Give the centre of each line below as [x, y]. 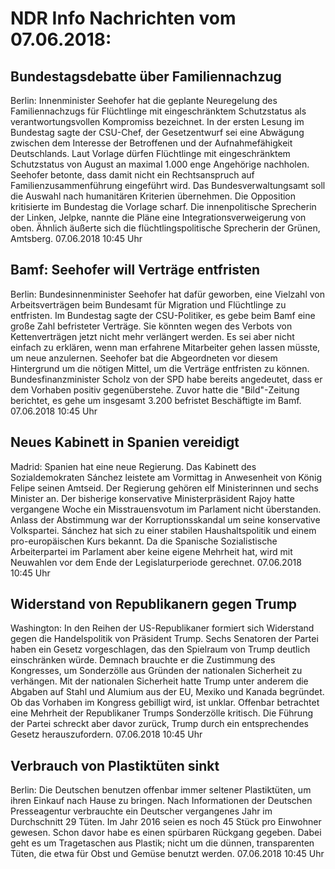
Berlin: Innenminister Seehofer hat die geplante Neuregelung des [144, 100]
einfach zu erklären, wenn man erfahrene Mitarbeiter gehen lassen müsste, [165, 347]
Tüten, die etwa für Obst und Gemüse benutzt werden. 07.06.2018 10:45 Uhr [167, 854]
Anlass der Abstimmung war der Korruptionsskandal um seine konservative [165, 519]
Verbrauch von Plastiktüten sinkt [115, 765]
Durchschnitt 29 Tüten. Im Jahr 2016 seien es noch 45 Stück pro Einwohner [166, 822]
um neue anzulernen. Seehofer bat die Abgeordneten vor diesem [144, 358]
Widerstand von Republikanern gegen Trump [154, 604]
